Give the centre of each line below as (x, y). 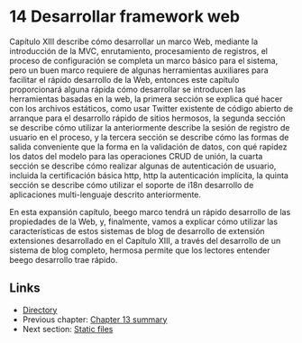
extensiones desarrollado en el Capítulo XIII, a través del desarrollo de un (145, 240)
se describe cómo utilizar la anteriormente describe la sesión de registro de (150, 127)
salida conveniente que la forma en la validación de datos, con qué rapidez (148, 147)
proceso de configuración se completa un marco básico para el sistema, (144, 60)
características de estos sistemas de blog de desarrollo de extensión (137, 230)
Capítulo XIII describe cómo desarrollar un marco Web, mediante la (134, 41)
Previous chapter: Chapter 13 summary (95, 319)
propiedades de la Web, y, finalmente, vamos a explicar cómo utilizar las (143, 221)
